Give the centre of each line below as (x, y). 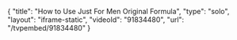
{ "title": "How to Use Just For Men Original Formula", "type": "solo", (118, 11)
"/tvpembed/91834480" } (49, 28)
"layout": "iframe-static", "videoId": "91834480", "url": (96, 20)
